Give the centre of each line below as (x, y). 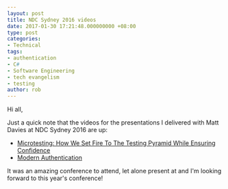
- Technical (24, 45)
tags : (15, 52)
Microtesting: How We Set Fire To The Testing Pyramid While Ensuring (116, 143)
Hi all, (15, 110)
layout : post (26, 13)
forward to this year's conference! (55, 178)
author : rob (24, 90)
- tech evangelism (33, 77)
